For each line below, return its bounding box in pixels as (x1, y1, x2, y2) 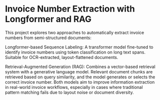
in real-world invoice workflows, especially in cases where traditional (5, 84, 143, 90)
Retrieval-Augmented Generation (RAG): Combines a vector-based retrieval (5, 64, 156, 70)
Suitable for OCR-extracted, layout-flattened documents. (5, 54, 119, 60)
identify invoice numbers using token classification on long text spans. (5, 49, 145, 55)
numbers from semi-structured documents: (5, 35, 92, 41)
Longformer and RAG (5, 14, 92, 25)
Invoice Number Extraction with (5, 3, 135, 14)
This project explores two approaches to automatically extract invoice (5, 29, 144, 35)
